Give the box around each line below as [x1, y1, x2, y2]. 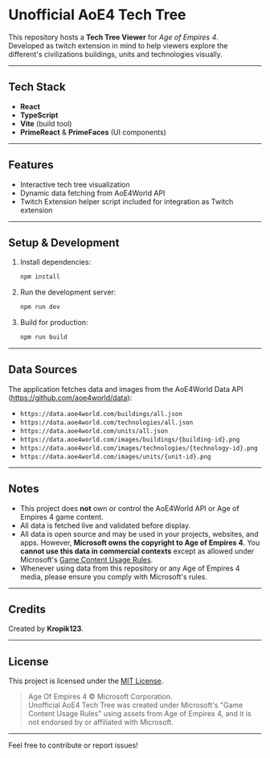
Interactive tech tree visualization [19, 179, 130, 189]
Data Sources [8, 363, 78, 377]
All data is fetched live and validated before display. [19, 521, 191, 530]
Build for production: [19, 318, 88, 328]
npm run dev [19, 303, 60, 311]
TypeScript [19, 110, 59, 120]
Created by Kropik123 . [8, 624, 84, 633]
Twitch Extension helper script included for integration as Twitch [19, 196, 234, 206]
